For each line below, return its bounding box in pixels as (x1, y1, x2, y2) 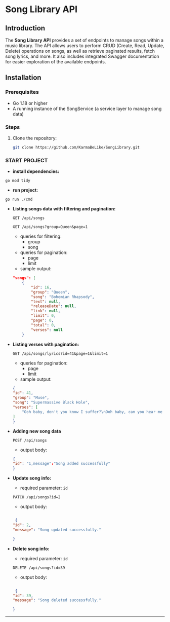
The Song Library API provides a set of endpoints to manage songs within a (5, 37, 163, 43)
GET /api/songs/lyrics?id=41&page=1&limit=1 (12, 351, 108, 356)
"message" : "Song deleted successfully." (12, 598, 102, 603)
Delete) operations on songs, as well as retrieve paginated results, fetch (5, 48, 155, 54)
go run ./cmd (5, 197, 33, 202)
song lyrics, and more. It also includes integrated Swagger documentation (5, 53, 159, 59)
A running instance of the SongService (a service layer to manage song (12, 105, 162, 112)
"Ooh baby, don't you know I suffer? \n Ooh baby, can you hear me (22, 409, 163, 414)
